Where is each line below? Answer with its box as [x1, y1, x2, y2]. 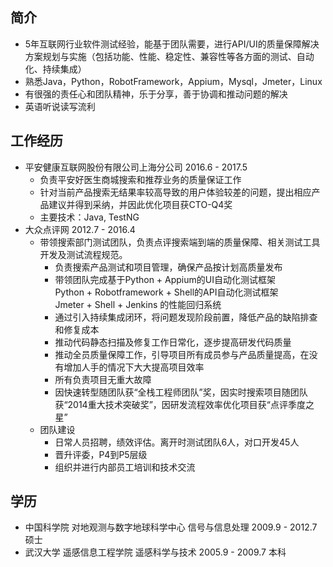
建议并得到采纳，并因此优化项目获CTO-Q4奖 [48, 198, 233, 210]
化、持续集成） [24, 63, 87, 75]
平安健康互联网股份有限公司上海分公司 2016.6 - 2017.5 [24, 161, 248, 173]
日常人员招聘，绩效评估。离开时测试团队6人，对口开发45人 [54, 436, 300, 448]
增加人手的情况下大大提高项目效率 [63, 361, 205, 373]
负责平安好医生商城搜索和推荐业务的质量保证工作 [39, 173, 242, 185]
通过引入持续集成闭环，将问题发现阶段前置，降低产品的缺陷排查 [54, 311, 318, 323]
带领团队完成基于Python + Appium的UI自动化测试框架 [54, 273, 276, 285]
